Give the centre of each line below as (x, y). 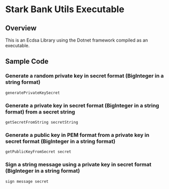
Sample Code (27, 62)
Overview (21, 28)
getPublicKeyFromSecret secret (38, 152)
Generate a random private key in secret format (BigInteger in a (84, 76)
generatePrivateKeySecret (32, 93)
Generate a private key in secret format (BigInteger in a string (82, 105)
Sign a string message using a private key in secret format (78, 165)
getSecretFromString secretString (42, 122)
